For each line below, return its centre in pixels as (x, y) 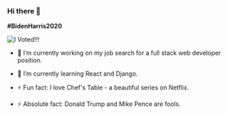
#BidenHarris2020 (35, 26)
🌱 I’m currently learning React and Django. (78, 74)
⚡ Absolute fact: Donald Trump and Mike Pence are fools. (99, 104)
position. (30, 60)
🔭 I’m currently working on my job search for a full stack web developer (119, 53)
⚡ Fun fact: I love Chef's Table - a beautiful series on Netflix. (103, 88)
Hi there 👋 (24, 11)
